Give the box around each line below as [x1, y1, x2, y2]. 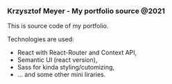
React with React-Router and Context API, [17, 48, 137, 57]
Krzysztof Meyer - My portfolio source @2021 [7, 6, 165, 16]
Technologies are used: [7, 35, 74, 43]
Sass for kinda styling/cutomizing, [17, 63, 115, 72]
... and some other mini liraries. [17, 70, 106, 78]
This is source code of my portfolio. [7, 22, 109, 30]
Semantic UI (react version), [17, 56, 98, 64]
